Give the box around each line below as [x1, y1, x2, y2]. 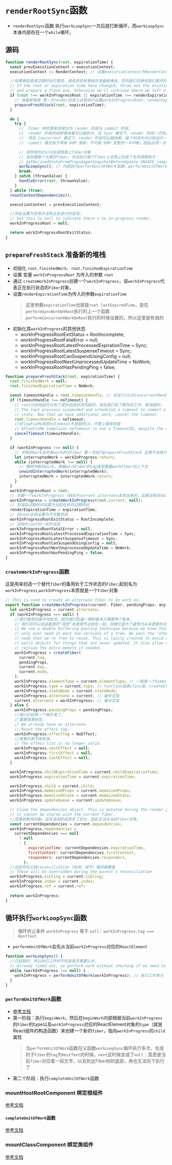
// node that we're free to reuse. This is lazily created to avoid [14, 636, 164, 641]
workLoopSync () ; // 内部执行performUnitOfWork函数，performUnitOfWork [18, 164, 167, 169]
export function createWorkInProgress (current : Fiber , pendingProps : [5, 602, 157, 607]
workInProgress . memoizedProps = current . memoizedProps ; [10, 788, 132, 794]
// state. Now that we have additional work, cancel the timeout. [14, 412, 159, 417]
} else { [10, 703, 29, 708]
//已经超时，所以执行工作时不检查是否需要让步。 [10, 959, 99, 964]
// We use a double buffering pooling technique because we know [14, 626, 157, 632]
